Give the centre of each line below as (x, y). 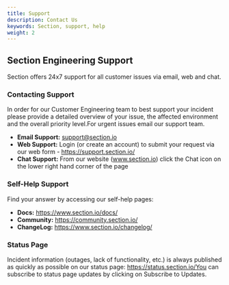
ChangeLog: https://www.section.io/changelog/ (84, 227)
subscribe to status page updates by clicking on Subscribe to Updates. (107, 274)
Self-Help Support (38, 184)
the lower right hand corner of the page (72, 166)
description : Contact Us (42, 20)
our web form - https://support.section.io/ (76, 152)
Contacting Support (41, 95)
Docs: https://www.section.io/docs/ (67, 212)
